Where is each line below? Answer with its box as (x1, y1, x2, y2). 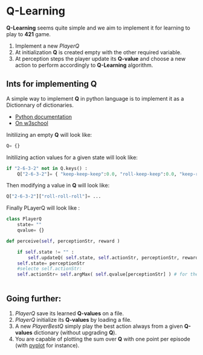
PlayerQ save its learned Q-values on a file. (14, 309, 124, 317)
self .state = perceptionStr (17, 260, 85, 266)
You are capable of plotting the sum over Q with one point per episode (14, 335, 190, 342)
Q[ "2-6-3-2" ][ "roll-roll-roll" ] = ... (6, 193, 101, 199)
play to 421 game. (6, 30, 51, 37)
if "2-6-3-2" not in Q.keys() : (6, 165, 88, 171)
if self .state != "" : (17, 249, 74, 255)
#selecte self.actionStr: (17, 266, 83, 272)
